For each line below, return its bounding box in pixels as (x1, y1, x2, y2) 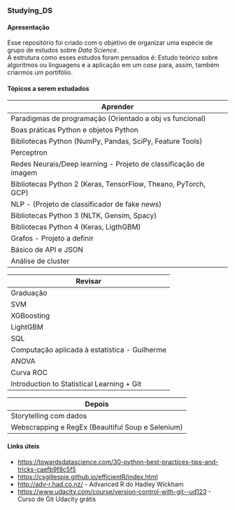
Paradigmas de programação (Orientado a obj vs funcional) (10, 114, 206, 124)
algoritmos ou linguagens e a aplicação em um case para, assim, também (7, 61, 220, 69)
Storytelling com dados (10, 411, 87, 421)
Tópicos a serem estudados (7, 84, 90, 92)
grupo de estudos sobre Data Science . (7, 46, 119, 55)
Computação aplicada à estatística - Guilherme (10, 345, 166, 355)
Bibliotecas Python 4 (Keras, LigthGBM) (10, 222, 141, 232)
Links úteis (7, 441, 40, 450)
